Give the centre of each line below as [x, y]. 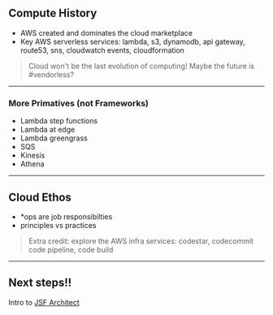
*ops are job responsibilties [66, 216]
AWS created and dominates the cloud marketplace [106, 32]
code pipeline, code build [71, 249]
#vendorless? [51, 74]
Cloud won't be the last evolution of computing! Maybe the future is [141, 66]
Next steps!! [40, 283]
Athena [32, 164]
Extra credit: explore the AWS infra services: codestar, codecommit [141, 241]
